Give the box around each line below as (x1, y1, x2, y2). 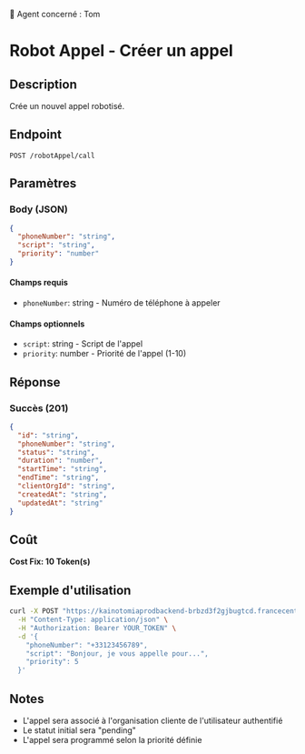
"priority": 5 (25, 658, 79, 667)
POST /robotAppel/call (9, 151, 95, 160)
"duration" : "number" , (17, 456, 103, 466)
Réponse (9, 374, 61, 390)
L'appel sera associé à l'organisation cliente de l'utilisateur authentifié (22, 715, 283, 727)
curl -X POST (9, 607, 59, 616)
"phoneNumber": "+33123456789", (25, 640, 148, 649)
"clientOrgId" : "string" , (17, 482, 116, 491)
